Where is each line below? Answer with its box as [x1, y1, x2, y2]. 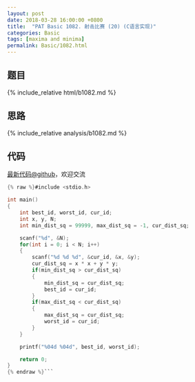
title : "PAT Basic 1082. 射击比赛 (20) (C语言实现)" [7, 23, 156, 30]
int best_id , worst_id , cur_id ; [19, 209, 112, 216]
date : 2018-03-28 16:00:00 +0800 [7, 17, 103, 23]
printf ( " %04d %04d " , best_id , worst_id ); [19, 343, 140, 350]
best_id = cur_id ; [43, 286, 97, 293]
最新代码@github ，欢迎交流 [7, 170, 86, 178]
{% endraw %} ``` [7, 369, 54, 376]
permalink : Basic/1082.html [7, 42, 88, 49]
